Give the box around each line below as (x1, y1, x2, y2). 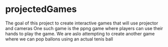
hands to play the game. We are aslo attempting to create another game (5, 30, 155, 36)
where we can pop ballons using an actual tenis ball (5, 36, 113, 42)
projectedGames (5, 3, 77, 15)
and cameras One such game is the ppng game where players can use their (5, 25, 163, 31)
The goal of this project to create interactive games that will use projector (5, 20, 158, 26)
